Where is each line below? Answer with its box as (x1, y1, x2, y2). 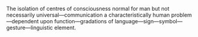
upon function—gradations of (40, 18, 114, 24)
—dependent (6, 18, 39, 24)
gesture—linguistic (6, 24, 53, 31)
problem (171, 11, 193, 18)
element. (54, 24, 76, 31)
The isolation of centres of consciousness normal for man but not (6, 5, 170, 12)
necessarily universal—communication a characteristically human (6, 11, 170, 18)
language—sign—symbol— (114, 18, 183, 24)
